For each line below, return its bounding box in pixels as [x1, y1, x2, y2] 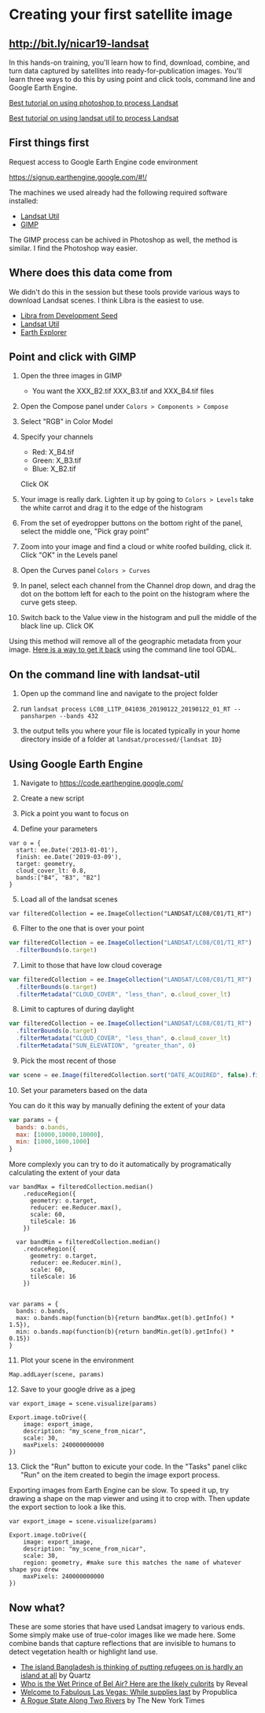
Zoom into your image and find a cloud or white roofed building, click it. [20, 542, 252, 552]
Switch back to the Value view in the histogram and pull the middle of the [20, 613, 257, 622]
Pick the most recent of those [20, 1056, 116, 1065]
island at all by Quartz [20, 1670, 91, 1680]
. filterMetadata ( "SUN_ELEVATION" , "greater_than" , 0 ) [16, 1042, 196, 1050]
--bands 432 [59, 712, 99, 720]
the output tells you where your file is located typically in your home [20, 726, 241, 736]
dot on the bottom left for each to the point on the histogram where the [20, 589, 250, 599]
